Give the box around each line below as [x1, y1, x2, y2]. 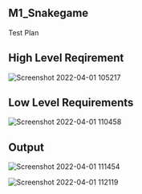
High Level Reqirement [8, 52, 124, 65]
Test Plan [8, 27, 39, 37]
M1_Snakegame [8, 6, 89, 20]
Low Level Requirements [8, 96, 134, 109]
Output [8, 140, 44, 154]
